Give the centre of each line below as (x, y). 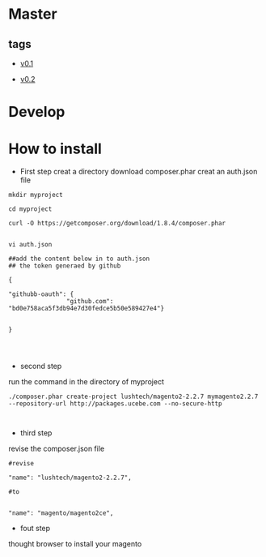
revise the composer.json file (57, 449)
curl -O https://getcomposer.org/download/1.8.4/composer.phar (117, 224)
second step (41, 366)
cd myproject (30, 209)
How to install (55, 149)
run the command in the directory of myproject (86, 382)
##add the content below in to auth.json (79, 259)
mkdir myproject (36, 195)
